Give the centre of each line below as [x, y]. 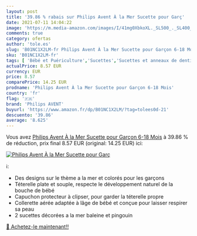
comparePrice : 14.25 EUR [36, 83]
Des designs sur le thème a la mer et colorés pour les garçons [89, 178]
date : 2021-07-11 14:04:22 [39, 22]
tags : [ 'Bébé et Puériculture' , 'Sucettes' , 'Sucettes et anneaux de [91, 60]
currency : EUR [23, 71]
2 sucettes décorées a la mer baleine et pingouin [74, 216]
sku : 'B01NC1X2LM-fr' [33, 55]
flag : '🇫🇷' [21, 98]
